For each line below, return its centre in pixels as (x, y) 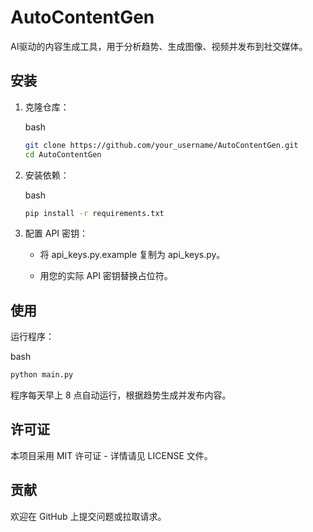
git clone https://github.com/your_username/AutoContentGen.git (161, 145)
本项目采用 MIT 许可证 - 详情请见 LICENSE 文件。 (111, 455)
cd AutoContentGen (63, 154)
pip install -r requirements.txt (94, 213)
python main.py (42, 375)
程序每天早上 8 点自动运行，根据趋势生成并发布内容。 (121, 395)
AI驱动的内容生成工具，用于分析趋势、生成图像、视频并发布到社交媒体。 (159, 46)
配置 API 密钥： (56, 233)
